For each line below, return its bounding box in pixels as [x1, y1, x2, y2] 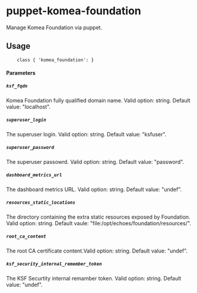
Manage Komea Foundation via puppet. [6, 24, 103, 31]
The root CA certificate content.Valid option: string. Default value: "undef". [6, 247, 188, 254]
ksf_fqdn [6, 83, 28, 89]
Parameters [6, 70, 36, 77]
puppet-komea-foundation [6, 4, 141, 18]
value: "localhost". [6, 103, 51, 111]
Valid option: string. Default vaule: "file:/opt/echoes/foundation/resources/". [6, 220, 192, 227]
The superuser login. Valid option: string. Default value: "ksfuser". [6, 131, 167, 138]
